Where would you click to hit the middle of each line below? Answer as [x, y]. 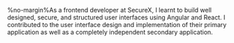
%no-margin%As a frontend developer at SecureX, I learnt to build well [109, 10]
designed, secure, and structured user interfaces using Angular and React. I [116, 17]
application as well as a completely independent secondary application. [110, 32]
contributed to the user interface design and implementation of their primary [117, 25]
